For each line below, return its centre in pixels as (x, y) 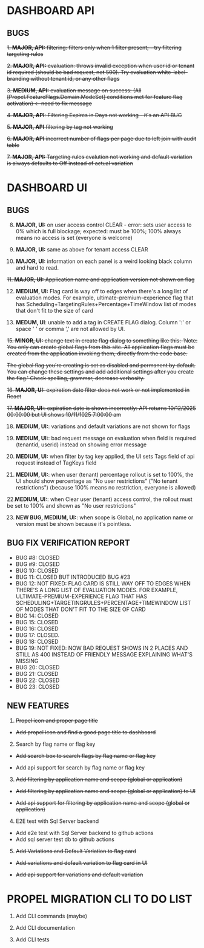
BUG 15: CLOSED (37, 622)
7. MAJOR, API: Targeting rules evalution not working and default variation (100, 157)
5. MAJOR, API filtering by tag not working (60, 127)
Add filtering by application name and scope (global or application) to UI (106, 791)
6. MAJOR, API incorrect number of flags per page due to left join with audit (102, 138)
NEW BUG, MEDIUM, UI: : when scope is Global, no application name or (104, 517)
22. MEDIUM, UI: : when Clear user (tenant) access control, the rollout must (100, 499)
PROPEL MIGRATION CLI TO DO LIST (100, 899)
